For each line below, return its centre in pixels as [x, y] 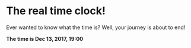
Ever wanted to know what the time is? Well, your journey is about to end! [96, 27]
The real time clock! [56, 11]
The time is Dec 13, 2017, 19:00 [45, 39]
